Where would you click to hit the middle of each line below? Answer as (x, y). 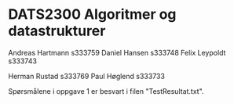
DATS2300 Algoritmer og (92, 14)
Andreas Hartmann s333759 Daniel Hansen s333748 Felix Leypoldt (117, 52)
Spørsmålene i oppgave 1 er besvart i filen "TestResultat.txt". (106, 91)
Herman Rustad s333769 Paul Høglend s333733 (86, 76)
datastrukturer (57, 31)
